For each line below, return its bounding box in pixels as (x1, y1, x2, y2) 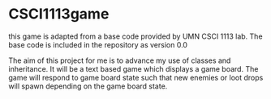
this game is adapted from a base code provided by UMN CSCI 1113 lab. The (8, 31, 263, 41)
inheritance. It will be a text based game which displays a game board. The (8, 64, 259, 73)
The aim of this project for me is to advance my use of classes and (8, 56, 231, 65)
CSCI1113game (8, 5, 110, 23)
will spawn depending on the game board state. (8, 81, 168, 91)
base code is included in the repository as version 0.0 (8, 39, 188, 49)
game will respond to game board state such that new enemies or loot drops (8, 72, 264, 82)
